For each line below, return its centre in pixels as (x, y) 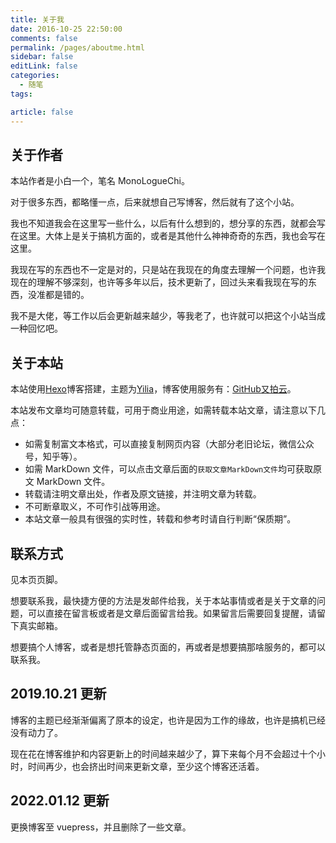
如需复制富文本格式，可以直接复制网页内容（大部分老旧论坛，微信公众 (169, 444)
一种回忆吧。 (36, 328)
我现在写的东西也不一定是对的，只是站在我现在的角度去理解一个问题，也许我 (168, 270)
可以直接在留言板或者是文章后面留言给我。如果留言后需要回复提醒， (167, 613)
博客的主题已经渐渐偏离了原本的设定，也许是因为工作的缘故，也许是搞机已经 (168, 720)
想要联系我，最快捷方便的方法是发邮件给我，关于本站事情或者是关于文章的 (163, 600)
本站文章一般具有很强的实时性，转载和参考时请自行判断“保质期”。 (160, 519)
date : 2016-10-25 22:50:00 (66, 29)
